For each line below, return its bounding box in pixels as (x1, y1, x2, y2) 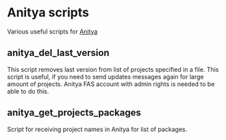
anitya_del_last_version (7, 47, 110, 59)
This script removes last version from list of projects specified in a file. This (7, 65, 219, 73)
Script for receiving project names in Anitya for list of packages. (7, 125, 188, 133)
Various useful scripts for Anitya (7, 27, 98, 36)
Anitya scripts (7, 5, 89, 20)
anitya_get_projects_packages (7, 107, 142, 119)
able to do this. (7, 87, 49, 95)
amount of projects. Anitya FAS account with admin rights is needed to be (7, 80, 215, 88)
